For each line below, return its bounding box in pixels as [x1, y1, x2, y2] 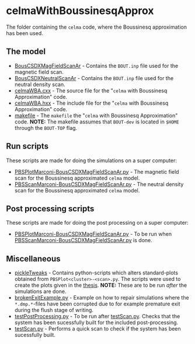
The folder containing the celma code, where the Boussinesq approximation [6, 23, 187, 30]
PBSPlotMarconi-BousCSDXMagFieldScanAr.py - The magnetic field [14, 168, 179, 175]
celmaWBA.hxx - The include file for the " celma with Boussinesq [14, 99, 169, 106]
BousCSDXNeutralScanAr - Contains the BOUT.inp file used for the [14, 74, 174, 81]
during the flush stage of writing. [14, 307, 93, 314]
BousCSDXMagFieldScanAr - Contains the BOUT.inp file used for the [14, 62, 179, 69]
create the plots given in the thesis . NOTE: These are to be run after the [14, 282, 187, 289]
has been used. [6, 29, 44, 36]
